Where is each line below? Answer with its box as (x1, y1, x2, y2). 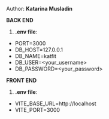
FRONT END (6, 77, 37, 84)
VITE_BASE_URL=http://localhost (14, 100, 97, 107)
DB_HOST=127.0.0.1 (14, 46, 63, 53)
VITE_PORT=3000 (14, 106, 60, 113)
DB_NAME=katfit (14, 53, 57, 59)
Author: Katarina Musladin (6, 5, 73, 12)
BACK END (6, 17, 34, 23)
